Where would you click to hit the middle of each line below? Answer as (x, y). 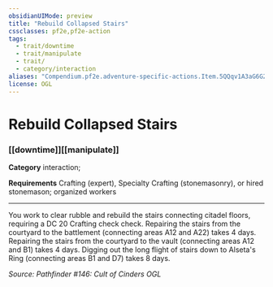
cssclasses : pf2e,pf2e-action (60, 31)
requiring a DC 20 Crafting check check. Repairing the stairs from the (125, 224)
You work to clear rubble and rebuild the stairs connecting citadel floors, (130, 215)
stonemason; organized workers (63, 191)
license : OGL (30, 84)
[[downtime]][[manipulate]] (64, 150)
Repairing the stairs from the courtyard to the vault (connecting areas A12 (131, 241)
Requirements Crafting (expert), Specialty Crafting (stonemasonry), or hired (136, 183)
